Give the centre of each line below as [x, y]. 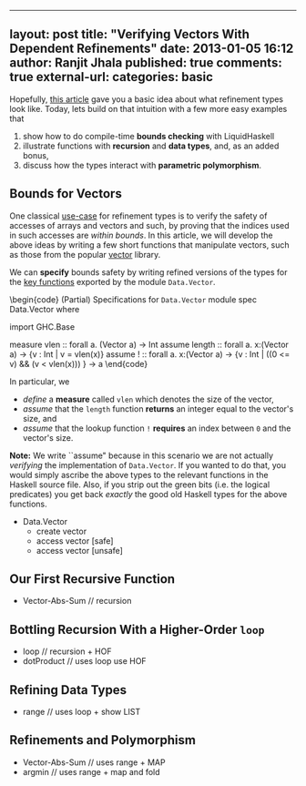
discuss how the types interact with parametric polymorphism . [142, 165]
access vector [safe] [75, 541]
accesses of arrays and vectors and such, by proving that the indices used [149, 225]
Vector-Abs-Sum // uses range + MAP [94, 762]
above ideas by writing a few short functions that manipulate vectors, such [149, 245]
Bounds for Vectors [66, 194]
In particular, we [40, 381]
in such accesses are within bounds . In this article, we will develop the [141, 235]
